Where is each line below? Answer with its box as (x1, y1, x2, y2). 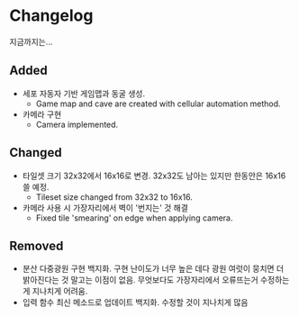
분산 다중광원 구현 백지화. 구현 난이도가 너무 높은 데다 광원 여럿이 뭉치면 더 (22, 263, 285, 275)
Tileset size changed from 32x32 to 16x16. (35, 191, 194, 203)
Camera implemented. (35, 119, 119, 130)
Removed (9, 238, 64, 253)
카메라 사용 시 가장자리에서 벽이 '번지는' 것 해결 (22, 202, 189, 212)
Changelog (9, 5, 94, 26)
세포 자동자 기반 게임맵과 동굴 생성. (22, 87, 146, 99)
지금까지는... (9, 36, 53, 47)
